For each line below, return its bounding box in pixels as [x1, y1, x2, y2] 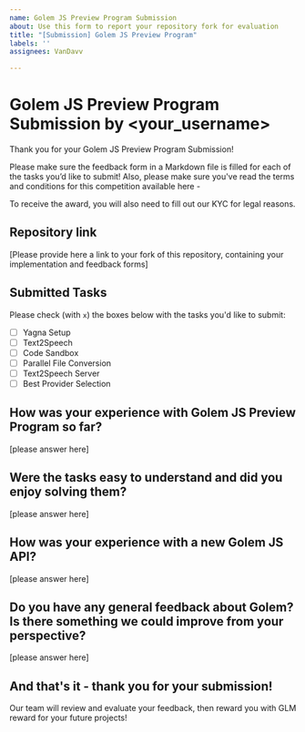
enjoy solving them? [9, 484, 127, 500]
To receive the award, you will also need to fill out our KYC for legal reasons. [9, 198, 296, 209]
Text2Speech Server [22, 368, 100, 379]
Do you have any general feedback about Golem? [9, 599, 294, 615]
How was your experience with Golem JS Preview [9, 405, 296, 421]
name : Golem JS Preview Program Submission [9, 13, 178, 23]
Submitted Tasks [9, 285, 107, 300]
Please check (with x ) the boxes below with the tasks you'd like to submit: [9, 309, 286, 320]
